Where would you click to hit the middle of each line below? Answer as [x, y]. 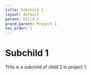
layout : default [22, 14]
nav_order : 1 [19, 28]
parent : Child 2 [22, 19]
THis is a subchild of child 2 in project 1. [46, 67]
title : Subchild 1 [24, 10]
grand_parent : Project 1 [31, 24]
